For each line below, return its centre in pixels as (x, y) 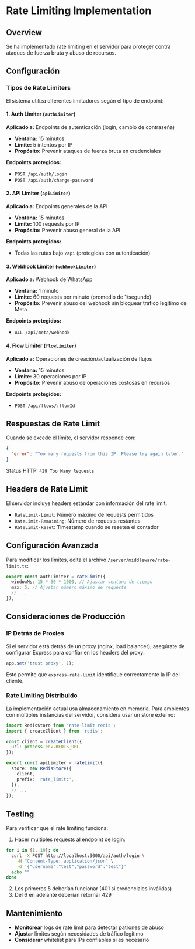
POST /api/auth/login (41, 174)
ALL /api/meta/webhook (42, 333)
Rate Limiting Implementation (79, 11)
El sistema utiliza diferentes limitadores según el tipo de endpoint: (85, 100)
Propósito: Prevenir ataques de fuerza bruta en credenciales (88, 151)
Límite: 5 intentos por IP (43, 144)
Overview (24, 33)
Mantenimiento (34, 913)
